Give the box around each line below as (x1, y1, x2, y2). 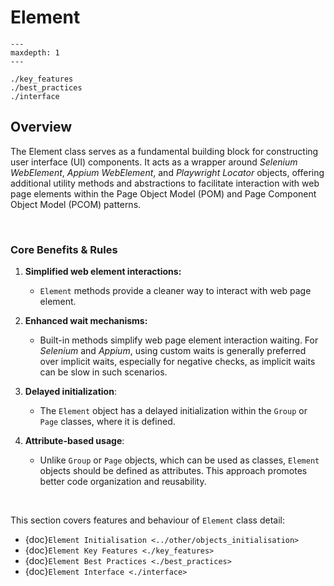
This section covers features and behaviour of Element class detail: (10, 514, 286, 526)
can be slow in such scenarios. (39, 366, 168, 378)
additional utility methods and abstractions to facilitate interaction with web (10, 177, 320, 189)
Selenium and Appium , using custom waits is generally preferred (39, 345, 307, 357)
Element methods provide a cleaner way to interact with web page (39, 285, 312, 297)
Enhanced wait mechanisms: (24, 315, 148, 327)
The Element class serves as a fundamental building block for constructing (10, 145, 319, 157)
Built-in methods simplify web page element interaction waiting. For (39, 334, 319, 346)
